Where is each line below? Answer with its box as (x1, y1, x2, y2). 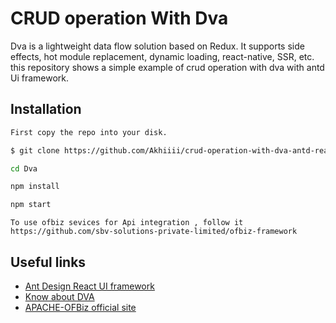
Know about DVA (24, 290, 95, 302)
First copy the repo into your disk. (10, 127, 168, 137)
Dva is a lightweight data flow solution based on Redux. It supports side (10, 40, 305, 52)
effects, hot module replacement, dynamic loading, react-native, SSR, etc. (10, 50, 315, 62)
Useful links (10, 253, 87, 271)
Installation (10, 101, 82, 118)
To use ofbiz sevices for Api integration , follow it (10, 218, 244, 228)
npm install (10, 182, 60, 192)
